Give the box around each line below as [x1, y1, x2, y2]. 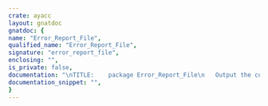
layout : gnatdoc [8, 19, 62, 27]
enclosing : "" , [8, 57, 59, 65]
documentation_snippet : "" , [8, 78, 102, 86]
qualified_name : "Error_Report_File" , [8, 41, 137, 49]
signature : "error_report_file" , [8, 49, 120, 57]
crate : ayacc [8, 11, 52, 20]
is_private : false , [8, 64, 73, 72]
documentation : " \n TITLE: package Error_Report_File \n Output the [8, 71, 251, 79]
